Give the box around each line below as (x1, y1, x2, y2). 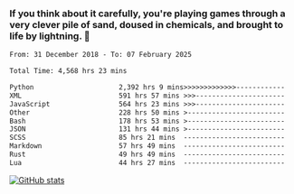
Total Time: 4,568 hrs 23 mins (9, 67, 128, 76)
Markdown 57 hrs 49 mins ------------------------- (9, 142, 285, 151)
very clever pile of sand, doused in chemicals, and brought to (9, 18, 284, 31)
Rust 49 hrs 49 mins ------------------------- (9, 150, 285, 160)
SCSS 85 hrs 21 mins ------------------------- (9, 134, 285, 143)
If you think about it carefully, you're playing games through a (9, 7, 287, 20)
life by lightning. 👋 (9, 30, 90, 42)
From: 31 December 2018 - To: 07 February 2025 (9, 51, 193, 60)
